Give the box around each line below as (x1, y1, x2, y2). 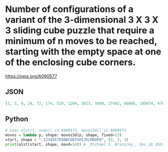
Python (5, 115, 28, 123)
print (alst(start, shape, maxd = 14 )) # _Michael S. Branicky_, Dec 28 (5, 142, 153, 147)
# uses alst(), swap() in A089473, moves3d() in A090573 (5, 128, 126, 133)
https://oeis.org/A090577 (5, 73, 57, 79)
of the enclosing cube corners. (5, 56, 136, 68)
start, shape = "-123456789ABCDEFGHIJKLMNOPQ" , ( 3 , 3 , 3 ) (5, 137, 128, 142)
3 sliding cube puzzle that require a (5, 25, 154, 36)
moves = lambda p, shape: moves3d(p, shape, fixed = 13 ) (5, 132, 122, 138)
